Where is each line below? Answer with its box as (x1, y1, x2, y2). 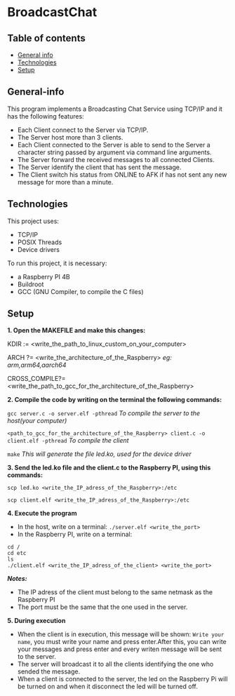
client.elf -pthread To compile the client (7, 436, 129, 445)
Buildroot (17, 280, 44, 288)
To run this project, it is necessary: (7, 259, 107, 267)
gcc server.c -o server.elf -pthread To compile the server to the (7, 409, 201, 417)
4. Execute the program (7, 509, 77, 518)
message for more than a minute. (17, 178, 114, 186)
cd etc (7, 550, 27, 557)
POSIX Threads (17, 238, 62, 246)
